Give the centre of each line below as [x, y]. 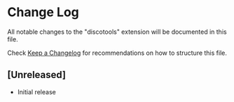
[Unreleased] [37, 75]
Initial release [36, 91]
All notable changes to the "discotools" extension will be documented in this [117, 32]
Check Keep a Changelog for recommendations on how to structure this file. [117, 53]
